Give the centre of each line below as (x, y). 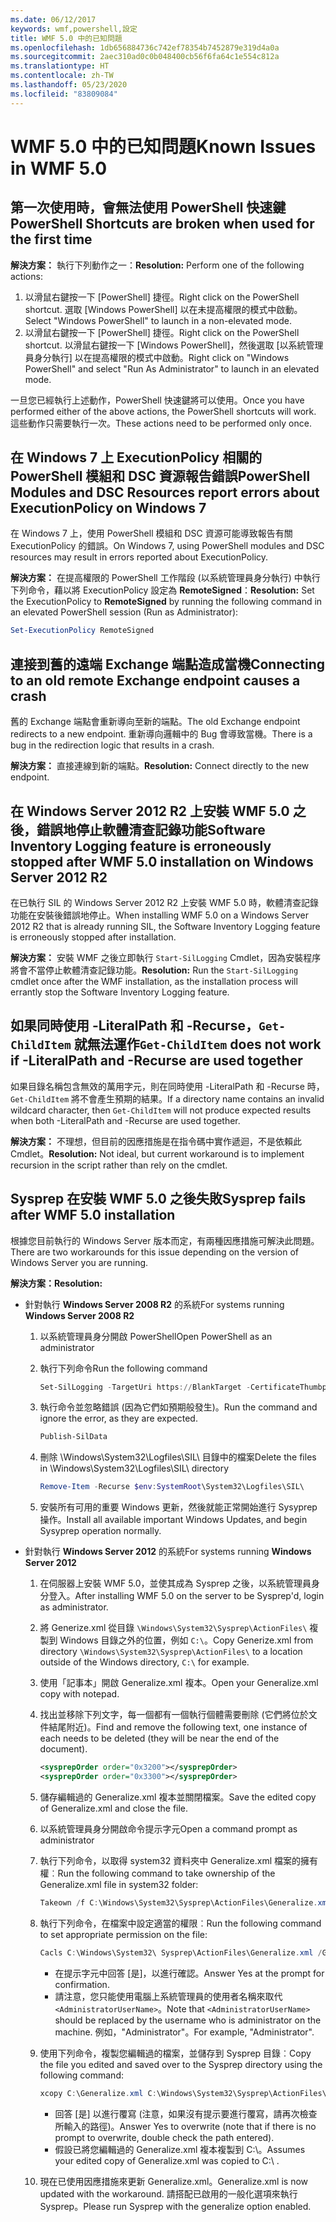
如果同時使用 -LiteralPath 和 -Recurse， (134, 1026)
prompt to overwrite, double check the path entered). (164, 2137)
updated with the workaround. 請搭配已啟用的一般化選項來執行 (168, 2193)
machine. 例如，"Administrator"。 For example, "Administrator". (184, 2032)
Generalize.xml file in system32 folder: (119, 1884)
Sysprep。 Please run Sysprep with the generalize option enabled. (175, 2206)
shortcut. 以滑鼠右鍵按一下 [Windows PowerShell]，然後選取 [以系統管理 (174, 345)
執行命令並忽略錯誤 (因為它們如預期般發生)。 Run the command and (178, 1407)
